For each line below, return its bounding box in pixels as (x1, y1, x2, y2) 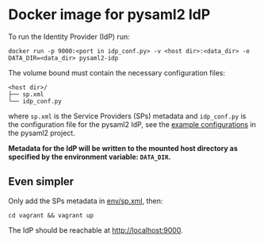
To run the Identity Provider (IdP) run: (8, 32, 130, 41)
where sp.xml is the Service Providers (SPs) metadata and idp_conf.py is (8, 111, 247, 121)
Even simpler (8, 175, 75, 188)
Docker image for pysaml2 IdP (8, 6, 211, 24)
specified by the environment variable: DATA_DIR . (8, 152, 171, 161)
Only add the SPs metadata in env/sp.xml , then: (8, 196, 163, 206)
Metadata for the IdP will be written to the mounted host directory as (8, 143, 238, 152)
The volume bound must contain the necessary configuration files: (8, 67, 226, 77)
